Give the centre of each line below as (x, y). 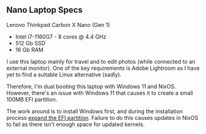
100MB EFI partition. (32, 99)
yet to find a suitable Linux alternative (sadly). (64, 74)
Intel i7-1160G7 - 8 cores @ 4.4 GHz (61, 37)
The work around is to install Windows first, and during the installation (94, 111)
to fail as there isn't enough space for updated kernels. (76, 124)
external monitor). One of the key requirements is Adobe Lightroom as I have (103, 68)
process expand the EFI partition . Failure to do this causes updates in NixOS (102, 117)
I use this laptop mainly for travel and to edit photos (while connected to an (101, 61)
